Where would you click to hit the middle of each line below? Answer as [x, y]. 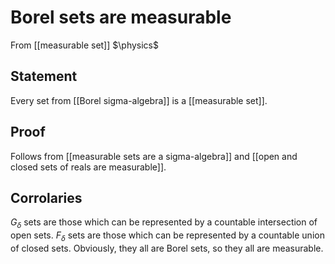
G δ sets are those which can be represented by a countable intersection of [164, 223]
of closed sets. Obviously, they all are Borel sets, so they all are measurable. [167, 248]
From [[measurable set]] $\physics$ [84, 45]
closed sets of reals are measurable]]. [88, 167]
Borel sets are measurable [121, 17]
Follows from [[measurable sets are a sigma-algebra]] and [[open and [154, 156]
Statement [44, 76]
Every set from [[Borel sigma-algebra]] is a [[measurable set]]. [139, 100]
